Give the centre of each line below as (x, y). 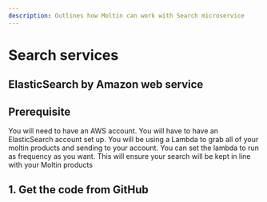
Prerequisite (40, 111)
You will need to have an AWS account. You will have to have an (113, 131)
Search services (64, 55)
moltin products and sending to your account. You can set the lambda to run (134, 148)
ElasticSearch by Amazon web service (106, 85)
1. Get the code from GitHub (79, 190)
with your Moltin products (51, 165)
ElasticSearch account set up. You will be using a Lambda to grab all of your (133, 140)
